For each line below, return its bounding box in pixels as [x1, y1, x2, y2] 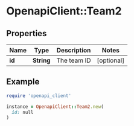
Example [6, 77, 40, 87]
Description [56, 46, 91, 54]
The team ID [56, 56, 92, 65]
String [32, 56, 51, 65]
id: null [11, 109, 34, 115]
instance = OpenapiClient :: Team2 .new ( [6, 104, 104, 110]
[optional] [97, 56, 125, 65]
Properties [6, 28, 47, 39]
